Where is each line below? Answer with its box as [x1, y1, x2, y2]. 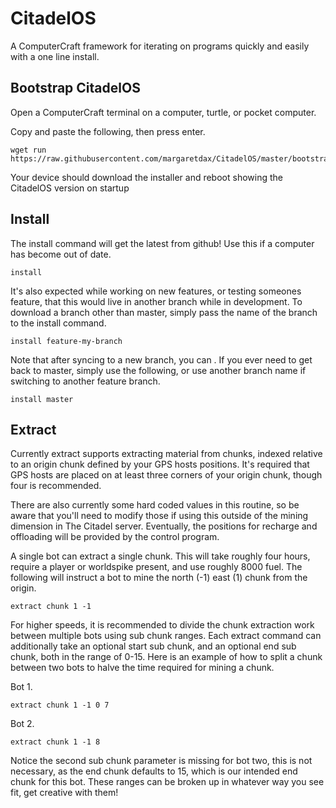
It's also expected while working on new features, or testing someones [10, 285, 302, 297]
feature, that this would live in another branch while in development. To [10, 295, 303, 307]
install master [10, 394, 74, 404]
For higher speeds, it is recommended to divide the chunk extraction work [10, 619, 315, 631]
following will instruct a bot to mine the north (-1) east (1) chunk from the [10, 572, 308, 584]
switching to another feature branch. [10, 375, 161, 387]
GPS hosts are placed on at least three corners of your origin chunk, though [10, 469, 323, 481]
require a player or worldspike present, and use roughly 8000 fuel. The [10, 561, 303, 573]
